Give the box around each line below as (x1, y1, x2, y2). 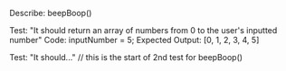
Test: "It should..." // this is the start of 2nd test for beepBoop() (9, 52, 243, 62)
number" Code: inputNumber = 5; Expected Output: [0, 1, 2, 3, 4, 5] (9, 35, 260, 45)
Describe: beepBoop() (9, 8, 92, 18)
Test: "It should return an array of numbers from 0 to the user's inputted (9, 25, 278, 35)
